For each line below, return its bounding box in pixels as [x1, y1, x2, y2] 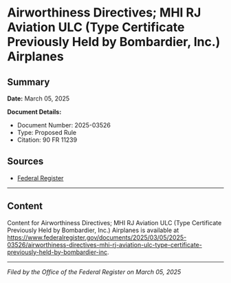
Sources [7, 156, 44, 167]
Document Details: [7, 108, 62, 116]
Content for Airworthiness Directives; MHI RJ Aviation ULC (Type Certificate [7, 218, 222, 227]
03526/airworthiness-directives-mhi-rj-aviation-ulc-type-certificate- [7, 240, 203, 249]
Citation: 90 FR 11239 [16, 136, 78, 144]
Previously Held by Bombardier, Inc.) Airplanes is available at [7, 226, 179, 234]
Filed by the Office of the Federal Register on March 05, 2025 [7, 267, 181, 276]
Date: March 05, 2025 [7, 94, 70, 103]
